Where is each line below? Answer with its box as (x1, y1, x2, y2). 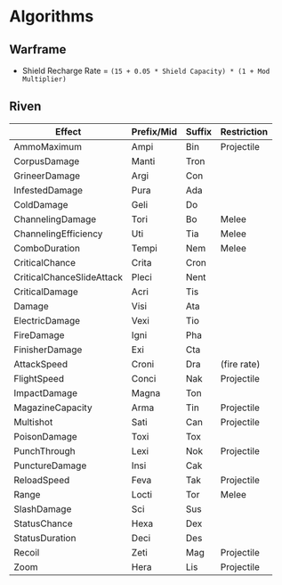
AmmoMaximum (13, 140, 83, 152)
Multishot (13, 416, 53, 428)
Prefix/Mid (131, 125, 178, 137)
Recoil (13, 546, 40, 558)
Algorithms (9, 6, 94, 27)
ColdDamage (13, 198, 68, 210)
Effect (54, 125, 82, 137)
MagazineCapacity (13, 401, 93, 414)
